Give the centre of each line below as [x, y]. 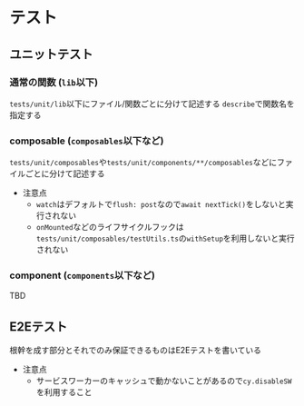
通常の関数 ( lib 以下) [54, 82]
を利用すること [64, 392]
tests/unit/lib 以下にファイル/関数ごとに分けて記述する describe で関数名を [152, 104]
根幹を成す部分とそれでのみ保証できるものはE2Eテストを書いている [135, 351]
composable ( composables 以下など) [87, 141]
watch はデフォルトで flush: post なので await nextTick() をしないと [161, 204]
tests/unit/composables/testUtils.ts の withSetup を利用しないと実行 [165, 238]
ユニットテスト [51, 54]
